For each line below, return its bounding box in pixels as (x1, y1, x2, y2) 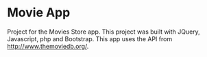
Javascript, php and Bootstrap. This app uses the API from (7, 34, 173, 43)
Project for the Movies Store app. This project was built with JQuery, (7, 27, 200, 36)
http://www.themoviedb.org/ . (7, 42, 89, 50)
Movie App (7, 5, 71, 21)
